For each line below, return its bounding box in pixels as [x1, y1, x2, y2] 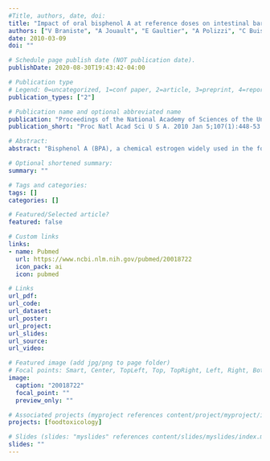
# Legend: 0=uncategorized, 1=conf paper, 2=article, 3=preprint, [8, 85, 235, 93]
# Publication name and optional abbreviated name [8, 108, 182, 116]
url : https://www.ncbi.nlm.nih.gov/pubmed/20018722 [15, 255, 193, 263]
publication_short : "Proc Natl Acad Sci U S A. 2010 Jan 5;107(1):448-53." [8, 122, 268, 131]
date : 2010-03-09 [8, 34, 67, 43]
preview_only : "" [15, 396, 74, 405]
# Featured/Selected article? [8, 211, 110, 219]
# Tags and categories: [8, 181, 88, 189]
